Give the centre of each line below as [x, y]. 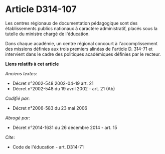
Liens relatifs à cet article [32, 64]
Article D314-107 [41, 9]
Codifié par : [18, 98]
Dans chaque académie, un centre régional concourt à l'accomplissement [81, 43]
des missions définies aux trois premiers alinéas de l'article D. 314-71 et [79, 49]
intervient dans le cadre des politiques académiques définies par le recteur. [83, 54]
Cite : [10, 137]
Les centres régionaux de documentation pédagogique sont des [71, 23]
